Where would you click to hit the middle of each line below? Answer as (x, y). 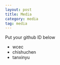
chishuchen (24, 52)
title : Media (18, 14)
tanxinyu (21, 58)
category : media (22, 19)
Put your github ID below (30, 37)
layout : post (18, 10)
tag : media (16, 23)
